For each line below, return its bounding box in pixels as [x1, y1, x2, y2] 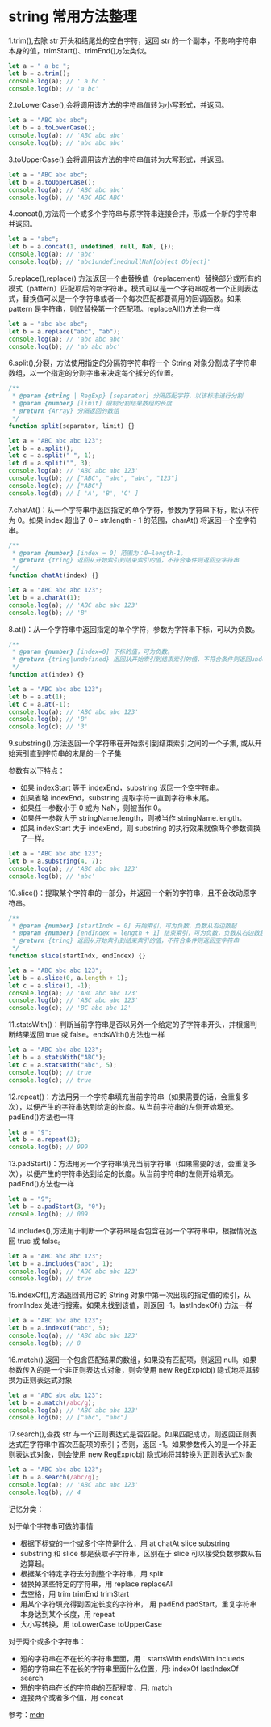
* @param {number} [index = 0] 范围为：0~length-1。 [11, 549, 187, 557]
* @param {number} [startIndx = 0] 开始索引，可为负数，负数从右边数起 [11, 922, 237, 930]
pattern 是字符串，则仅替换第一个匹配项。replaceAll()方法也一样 [8, 303, 221, 313]
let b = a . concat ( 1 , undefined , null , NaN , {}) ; [8, 243, 175, 251]
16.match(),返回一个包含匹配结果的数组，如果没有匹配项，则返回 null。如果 [8, 1355, 257, 1364]
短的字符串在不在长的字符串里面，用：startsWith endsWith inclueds [19, 1653, 244, 1663]
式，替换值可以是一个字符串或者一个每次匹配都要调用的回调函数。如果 [8, 293, 242, 303]
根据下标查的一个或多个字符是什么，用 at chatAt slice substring [19, 1538, 230, 1548]
